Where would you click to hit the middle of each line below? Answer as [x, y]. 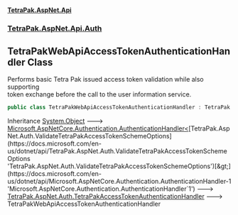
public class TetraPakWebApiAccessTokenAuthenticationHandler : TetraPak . [120, 107]
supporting [23, 87]
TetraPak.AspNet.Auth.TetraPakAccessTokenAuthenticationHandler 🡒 [115, 197]
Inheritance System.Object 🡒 [55, 121]
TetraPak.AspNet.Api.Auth [55, 28]
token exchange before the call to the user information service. [99, 94]
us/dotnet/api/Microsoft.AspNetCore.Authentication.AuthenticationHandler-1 [119, 182]
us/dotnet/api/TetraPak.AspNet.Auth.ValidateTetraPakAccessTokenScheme [117, 151]
